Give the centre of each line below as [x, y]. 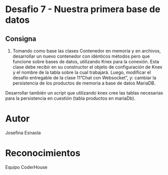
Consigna [21, 39]
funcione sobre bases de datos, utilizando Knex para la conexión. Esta [86, 61]
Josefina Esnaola [23, 133]
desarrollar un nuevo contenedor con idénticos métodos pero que [81, 56]
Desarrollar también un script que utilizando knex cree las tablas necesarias [84, 93]
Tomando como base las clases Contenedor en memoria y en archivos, [87, 51]
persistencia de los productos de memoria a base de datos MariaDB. [84, 83]
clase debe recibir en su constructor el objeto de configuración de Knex [88, 67]
